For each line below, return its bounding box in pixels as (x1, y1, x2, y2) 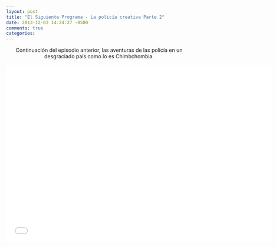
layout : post (6, 8, 38, 15)
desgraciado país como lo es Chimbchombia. (44, 53, 155, 60)
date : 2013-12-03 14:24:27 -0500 (6, 19, 88, 25)
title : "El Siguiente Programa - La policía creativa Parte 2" (6, 14, 165, 20)
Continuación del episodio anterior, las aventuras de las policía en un (15, 46, 183, 54)
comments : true (6, 25, 44, 31)
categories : (6, 31, 35, 36)
